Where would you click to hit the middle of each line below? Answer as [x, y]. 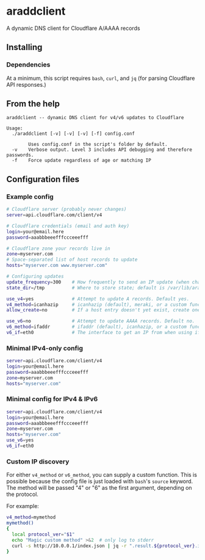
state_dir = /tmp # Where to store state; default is [86, 288]
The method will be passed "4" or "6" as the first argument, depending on [99, 488]
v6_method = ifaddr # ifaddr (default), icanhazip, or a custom [97, 327]
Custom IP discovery [38, 461]
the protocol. [22, 494]
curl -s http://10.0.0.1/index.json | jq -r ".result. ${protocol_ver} [103, 546]
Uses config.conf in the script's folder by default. [98, 145]
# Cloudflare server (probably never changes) [67, 209]
